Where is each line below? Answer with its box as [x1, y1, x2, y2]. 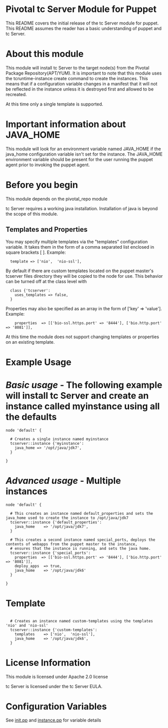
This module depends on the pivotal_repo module [5, 196, 108, 202]
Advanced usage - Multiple [5, 475, 121, 486]
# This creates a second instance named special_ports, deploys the [10, 537, 156, 542]
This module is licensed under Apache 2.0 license [5, 673, 108, 679]
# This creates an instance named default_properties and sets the [10, 511, 154, 516]
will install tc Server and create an [5, 390, 149, 401]
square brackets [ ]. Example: [5, 249, 66, 255]
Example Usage [5, 356, 72, 368]
